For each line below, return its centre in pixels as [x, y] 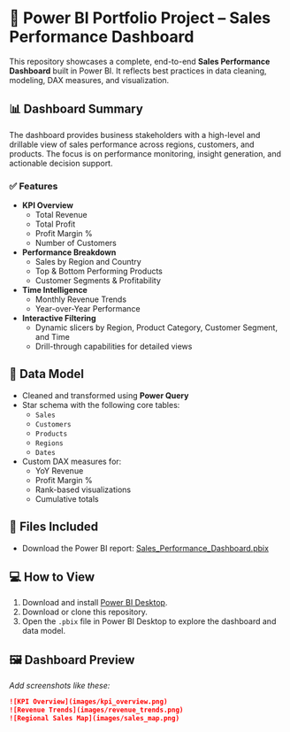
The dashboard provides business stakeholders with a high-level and [135, 135]
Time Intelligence [55, 290]
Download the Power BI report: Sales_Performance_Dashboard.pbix [145, 548]
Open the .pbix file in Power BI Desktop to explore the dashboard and [149, 621]
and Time [53, 337]
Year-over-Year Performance [88, 309]
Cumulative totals [67, 498]
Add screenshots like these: [60, 686]
